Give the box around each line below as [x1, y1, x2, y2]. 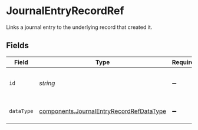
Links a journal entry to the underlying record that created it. [6, 24, 153, 31]
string [39, 79, 55, 87]
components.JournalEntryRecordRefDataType [39, 107, 167, 115]
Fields [6, 41, 29, 51]
